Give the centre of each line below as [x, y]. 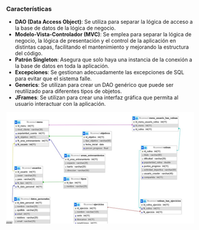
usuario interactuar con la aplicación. [60, 104]
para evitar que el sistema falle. [53, 78]
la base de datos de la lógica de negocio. [65, 28]
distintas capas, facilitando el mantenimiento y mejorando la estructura [102, 47]
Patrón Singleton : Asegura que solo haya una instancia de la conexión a [103, 60]
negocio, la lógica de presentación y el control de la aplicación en [95, 41]
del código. [29, 53]
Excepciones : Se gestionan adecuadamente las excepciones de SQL [99, 73]
